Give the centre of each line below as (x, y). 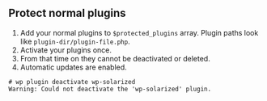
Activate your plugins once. (66, 50)
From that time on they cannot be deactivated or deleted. (115, 58)
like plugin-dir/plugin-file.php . (75, 41)
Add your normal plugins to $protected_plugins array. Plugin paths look (139, 32)
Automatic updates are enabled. (73, 67)
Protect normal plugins (68, 13)
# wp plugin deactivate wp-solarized (72, 82)
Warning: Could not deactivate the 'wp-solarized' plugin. (110, 89)
